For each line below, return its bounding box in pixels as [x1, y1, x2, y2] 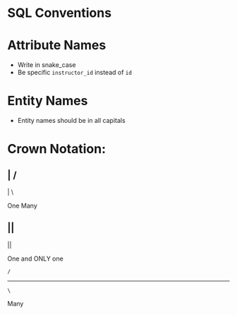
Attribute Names [7, 37, 107, 54]
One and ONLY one [7, 254, 63, 263]
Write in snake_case [17, 61, 76, 69]
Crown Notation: [7, 141, 107, 157]
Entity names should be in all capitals [17, 117, 126, 125]
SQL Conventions [7, 5, 111, 21]
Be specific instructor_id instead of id [17, 69, 133, 77]
